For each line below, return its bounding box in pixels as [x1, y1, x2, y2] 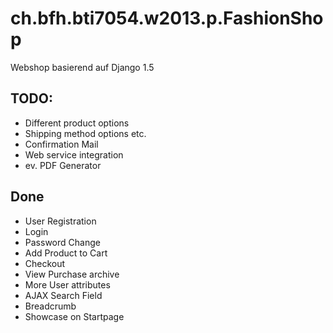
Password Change [24, 236, 101, 248]
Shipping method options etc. [24, 127, 147, 139]
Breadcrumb [24, 300, 77, 312]
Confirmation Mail [24, 138, 99, 150]
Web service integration [24, 148, 124, 161]
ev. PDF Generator [24, 159, 102, 171]
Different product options [24, 117, 130, 129]
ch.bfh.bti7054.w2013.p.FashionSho [10, 7, 324, 30]
